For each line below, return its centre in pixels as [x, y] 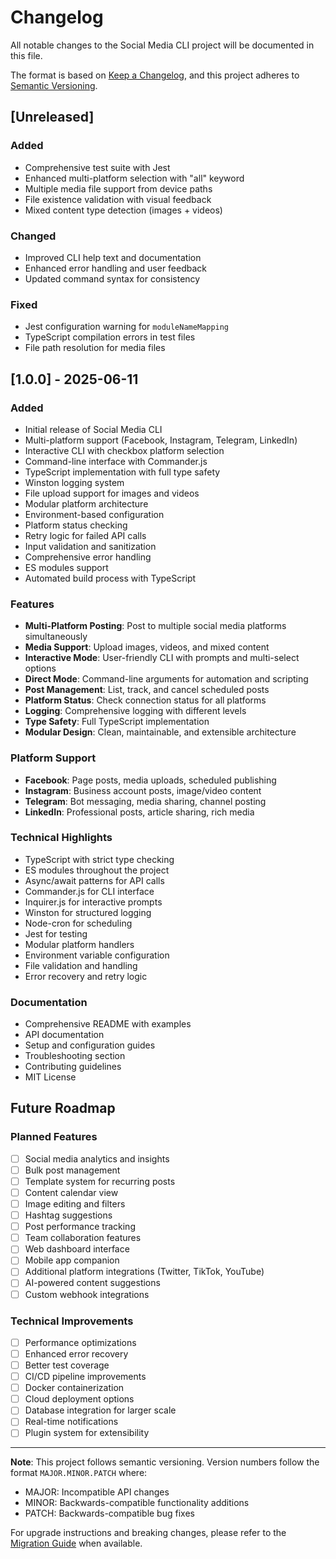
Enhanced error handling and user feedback [116, 268]
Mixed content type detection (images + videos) [123, 210]
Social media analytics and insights [97, 1158]
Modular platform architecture [86, 503]
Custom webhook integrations [87, 1294]
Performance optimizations [80, 1342]
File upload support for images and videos [112, 493]
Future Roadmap [63, 1108]
